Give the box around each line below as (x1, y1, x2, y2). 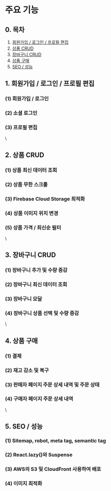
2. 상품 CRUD (5, 151, 45, 159)
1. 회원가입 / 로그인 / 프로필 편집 (5, 79, 95, 88)
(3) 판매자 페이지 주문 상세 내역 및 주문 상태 (5, 381, 100, 388)
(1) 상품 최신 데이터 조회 (5, 167, 57, 174)
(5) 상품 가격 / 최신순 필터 (5, 224, 61, 231)
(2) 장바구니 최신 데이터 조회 (5, 281, 67, 288)
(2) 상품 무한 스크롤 (5, 181, 48, 188)
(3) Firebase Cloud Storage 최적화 (5, 195, 85, 202)
